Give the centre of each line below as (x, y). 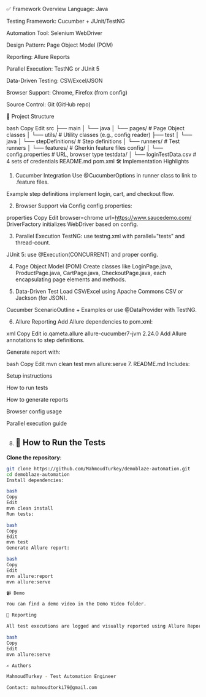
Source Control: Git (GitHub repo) (48, 104)
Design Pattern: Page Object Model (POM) (60, 45)
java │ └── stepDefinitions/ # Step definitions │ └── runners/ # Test (93, 141)
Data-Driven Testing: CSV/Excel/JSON (55, 80)
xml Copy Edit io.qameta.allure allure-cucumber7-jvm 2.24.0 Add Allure (97, 333)
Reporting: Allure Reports (38, 57)
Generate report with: (33, 352)
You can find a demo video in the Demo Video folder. (77, 604)
